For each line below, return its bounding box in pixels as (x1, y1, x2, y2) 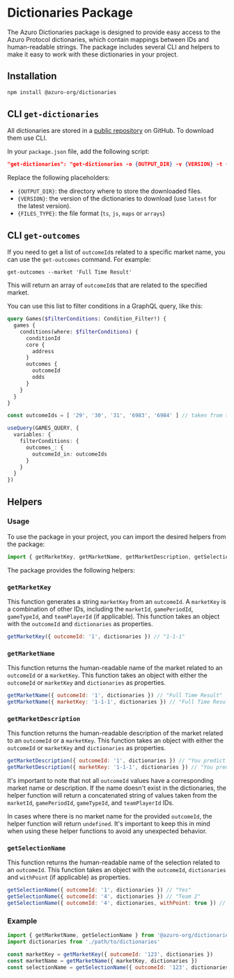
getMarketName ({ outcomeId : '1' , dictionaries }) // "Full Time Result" (7, 692, 223, 699)
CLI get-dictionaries (7, 108, 100, 120)
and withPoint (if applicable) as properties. (7, 873, 131, 882)
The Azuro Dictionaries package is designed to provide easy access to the (7, 28, 221, 36)
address (32, 348, 54, 355)
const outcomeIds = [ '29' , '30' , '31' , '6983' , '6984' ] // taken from (7, 412, 223, 419)
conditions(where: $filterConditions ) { (19, 328, 139, 335)
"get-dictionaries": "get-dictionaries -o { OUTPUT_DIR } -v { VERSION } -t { (7, 161, 229, 168)
